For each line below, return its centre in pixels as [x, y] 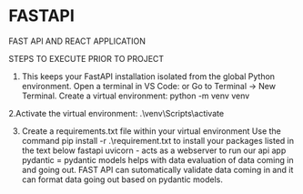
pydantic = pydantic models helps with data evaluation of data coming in [157, 159]
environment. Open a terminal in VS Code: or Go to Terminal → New [149, 86]
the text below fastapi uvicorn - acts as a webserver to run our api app [154, 150]
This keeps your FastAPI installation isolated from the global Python [148, 76]
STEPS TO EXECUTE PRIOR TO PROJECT [86, 58]
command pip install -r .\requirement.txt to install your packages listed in [158, 140]
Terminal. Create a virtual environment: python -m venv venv [136, 96]
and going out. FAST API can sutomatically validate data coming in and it [157, 169]
